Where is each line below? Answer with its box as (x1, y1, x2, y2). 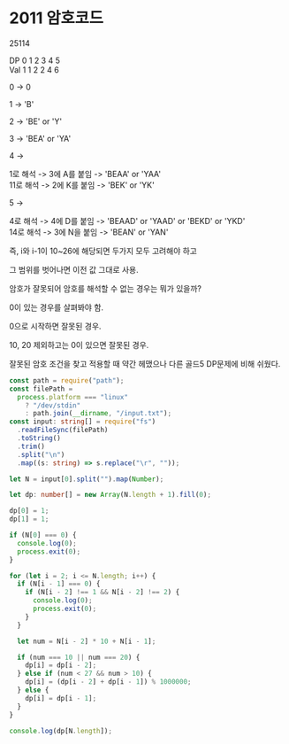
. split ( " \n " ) (17, 450, 65, 459)
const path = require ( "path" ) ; (9, 376, 125, 385)
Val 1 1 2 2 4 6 (9, 64, 60, 75)
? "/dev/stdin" (25, 400, 81, 410)
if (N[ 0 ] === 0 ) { (9, 531, 77, 540)
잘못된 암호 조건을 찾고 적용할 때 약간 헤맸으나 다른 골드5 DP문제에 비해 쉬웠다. (9, 358, 281, 368)
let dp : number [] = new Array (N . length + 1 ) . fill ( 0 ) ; (9, 491, 212, 500)
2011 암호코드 (9, 8, 104, 28)
